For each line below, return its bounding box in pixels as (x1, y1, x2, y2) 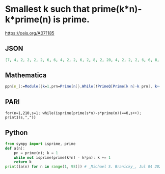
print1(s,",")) (5, 115, 36, 120)
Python (5, 128, 28, 137)
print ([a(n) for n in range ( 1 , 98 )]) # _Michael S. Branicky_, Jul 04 (5, 164, 153, 169)
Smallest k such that (5, 3, 90, 15)
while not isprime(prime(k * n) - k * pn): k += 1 (14, 155, 111, 160)
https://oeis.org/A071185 (5, 30, 55, 36)
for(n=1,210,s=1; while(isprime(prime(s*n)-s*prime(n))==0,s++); (5, 111, 141, 116)
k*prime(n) (5, 14, 52, 25)
